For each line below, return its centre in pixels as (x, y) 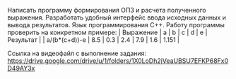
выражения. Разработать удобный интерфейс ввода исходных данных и (117, 17)
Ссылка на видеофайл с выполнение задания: (77, 53)
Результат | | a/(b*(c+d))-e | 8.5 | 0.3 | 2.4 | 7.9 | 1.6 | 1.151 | (94, 40)
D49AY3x (21, 68)
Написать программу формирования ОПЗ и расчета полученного (107, 10)
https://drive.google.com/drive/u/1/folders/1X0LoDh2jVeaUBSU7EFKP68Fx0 (118, 61)
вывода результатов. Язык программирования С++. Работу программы (116, 25)
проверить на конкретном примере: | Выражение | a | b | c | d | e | (107, 32)
